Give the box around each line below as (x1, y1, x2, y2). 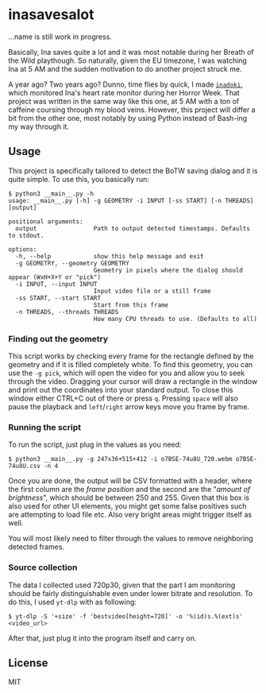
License (8, 656, 48, 670)
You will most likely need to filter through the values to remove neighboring (8, 534, 254, 544)
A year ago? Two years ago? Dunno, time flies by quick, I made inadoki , (8, 79, 244, 89)
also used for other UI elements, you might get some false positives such (8, 501, 247, 511)
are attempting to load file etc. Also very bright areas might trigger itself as (8, 510, 253, 520)
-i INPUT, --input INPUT (15, 280, 98, 288)
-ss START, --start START (15, 294, 102, 302)
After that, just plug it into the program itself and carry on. (8, 633, 197, 643)
